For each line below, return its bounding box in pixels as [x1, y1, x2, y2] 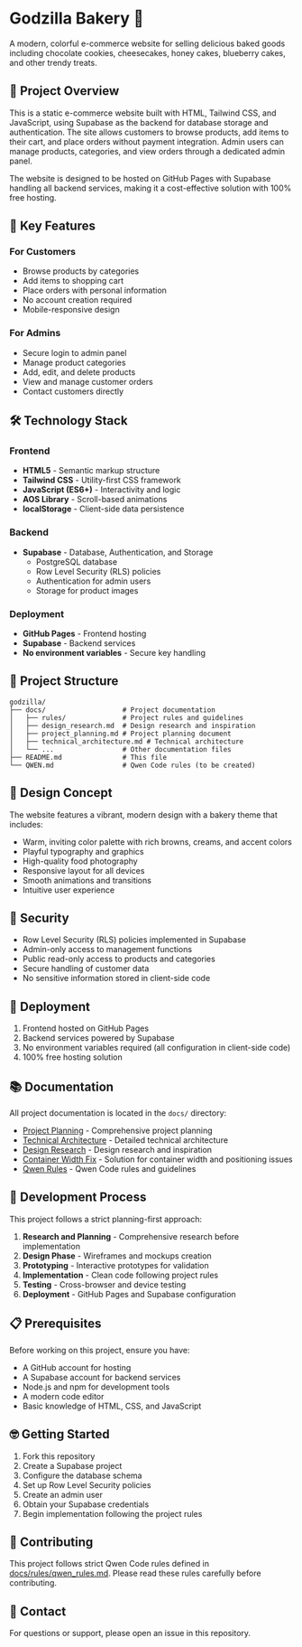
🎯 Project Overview [9, 83, 120, 98]
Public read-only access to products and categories [22, 953, 216, 965]
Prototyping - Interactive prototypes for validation [22, 1259, 209, 1270]
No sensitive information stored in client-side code [22, 973, 211, 984]
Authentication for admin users [35, 576, 151, 586]
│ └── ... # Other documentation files [9, 744, 232, 753]
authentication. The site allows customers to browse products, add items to [9, 126, 289, 137]
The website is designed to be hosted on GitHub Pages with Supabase [9, 173, 271, 183]
